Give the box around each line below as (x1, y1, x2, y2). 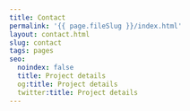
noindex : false (17, 64, 74, 73)
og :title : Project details (17, 80, 118, 89)
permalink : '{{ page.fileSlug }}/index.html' (9, 21, 182, 30)
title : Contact (9, 13, 66, 22)
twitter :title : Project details (17, 88, 139, 97)
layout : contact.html (9, 30, 91, 38)
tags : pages (9, 47, 54, 55)
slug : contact (9, 38, 63, 47)
